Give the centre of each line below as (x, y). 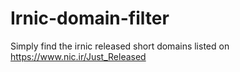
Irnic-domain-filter (90, 18)
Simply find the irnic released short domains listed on (120, 46)
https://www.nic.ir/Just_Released (78, 56)
